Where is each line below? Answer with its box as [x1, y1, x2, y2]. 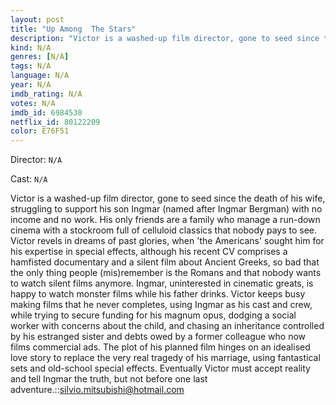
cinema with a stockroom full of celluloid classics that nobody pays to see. [10, 224, 318, 236]
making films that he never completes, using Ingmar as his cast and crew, [10, 299, 313, 311]
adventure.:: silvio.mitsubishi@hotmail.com [10, 384, 185, 396]
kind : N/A [10, 42, 52, 53]
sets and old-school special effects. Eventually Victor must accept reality [10, 362, 311, 375]
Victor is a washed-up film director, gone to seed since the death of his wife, [10, 192, 326, 205]
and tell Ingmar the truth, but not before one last [10, 373, 208, 385]
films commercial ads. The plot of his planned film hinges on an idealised [10, 341, 311, 353]
